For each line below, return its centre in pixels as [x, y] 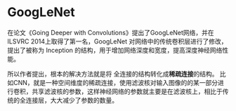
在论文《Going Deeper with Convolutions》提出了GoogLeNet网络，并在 [111, 32]
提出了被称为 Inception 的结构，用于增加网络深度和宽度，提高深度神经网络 [115, 50]
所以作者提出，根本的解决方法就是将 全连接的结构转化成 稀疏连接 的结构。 [113, 74]
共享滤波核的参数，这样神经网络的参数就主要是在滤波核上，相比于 [127, 91]
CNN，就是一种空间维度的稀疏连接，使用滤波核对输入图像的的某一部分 [116, 82]
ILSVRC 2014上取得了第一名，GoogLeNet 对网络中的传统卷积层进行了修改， [117, 41]
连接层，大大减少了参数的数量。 [72, 100]
